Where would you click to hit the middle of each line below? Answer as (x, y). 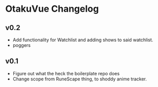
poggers (21, 45)
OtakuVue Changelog (52, 9)
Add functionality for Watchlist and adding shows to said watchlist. (83, 40)
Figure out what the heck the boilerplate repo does (66, 73)
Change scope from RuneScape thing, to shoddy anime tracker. (80, 79)
